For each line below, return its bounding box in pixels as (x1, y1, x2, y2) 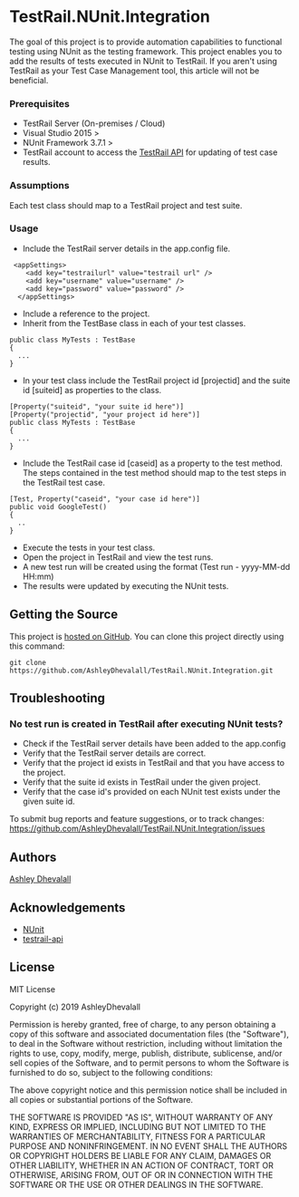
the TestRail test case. (22, 477, 106, 487)
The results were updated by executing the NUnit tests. (22, 580, 229, 591)
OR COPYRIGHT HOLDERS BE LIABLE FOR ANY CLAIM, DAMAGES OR (9, 1150, 272, 1161)
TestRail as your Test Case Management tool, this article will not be (9, 65, 260, 76)
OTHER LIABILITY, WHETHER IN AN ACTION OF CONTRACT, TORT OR (9, 1160, 274, 1171)
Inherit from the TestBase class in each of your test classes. (22, 317, 246, 328)
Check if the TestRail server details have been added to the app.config (22, 738, 286, 749)
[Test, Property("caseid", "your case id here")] (9, 494, 201, 504)
